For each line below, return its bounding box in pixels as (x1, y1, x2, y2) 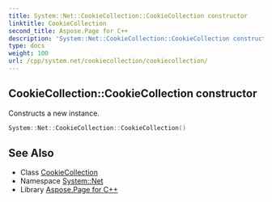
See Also (8, 146, 54, 160)
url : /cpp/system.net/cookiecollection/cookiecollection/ (8, 57, 208, 65)
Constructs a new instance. (8, 108, 100, 118)
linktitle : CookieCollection (8, 19, 107, 27)
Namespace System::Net (19, 176, 104, 186)
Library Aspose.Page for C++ (19, 185, 119, 195)
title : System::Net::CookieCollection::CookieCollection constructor (8, 11, 249, 20)
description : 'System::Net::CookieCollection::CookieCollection (8, 34, 230, 43)
